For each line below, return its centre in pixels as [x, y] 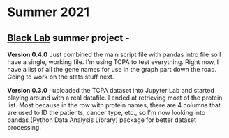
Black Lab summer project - [68, 38]
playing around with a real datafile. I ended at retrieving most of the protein [115, 98]
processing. [24, 127]
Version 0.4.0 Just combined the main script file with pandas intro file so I [114, 54]
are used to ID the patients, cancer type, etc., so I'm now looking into [106, 113]
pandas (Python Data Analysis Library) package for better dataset [102, 120]
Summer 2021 [48, 12]
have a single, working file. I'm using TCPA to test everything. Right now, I [113, 62]
